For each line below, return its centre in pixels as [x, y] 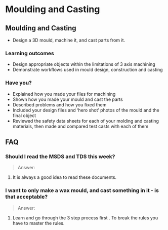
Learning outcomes [30, 53]
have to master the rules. [38, 223]
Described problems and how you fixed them [59, 104]
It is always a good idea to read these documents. [65, 177]
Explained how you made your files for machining [64, 94]
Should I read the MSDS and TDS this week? [60, 157]
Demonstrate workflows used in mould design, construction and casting [88, 70]
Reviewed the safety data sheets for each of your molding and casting [86, 121]
